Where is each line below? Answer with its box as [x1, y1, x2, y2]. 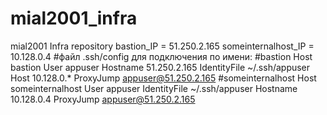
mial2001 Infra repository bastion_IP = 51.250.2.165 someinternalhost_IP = [10, 40, 315, 52]
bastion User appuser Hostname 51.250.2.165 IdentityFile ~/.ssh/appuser [10, 61, 311, 73]
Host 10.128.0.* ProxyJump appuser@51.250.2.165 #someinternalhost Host [10, 72, 317, 84]
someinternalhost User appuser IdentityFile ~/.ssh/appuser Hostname [10, 82, 298, 94]
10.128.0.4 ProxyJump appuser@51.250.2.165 [10, 93, 196, 105]
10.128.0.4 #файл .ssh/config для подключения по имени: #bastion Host [10, 50, 313, 62]
